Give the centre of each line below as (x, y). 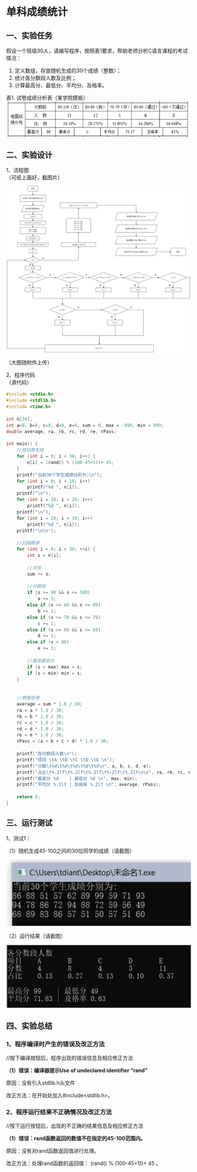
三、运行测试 (29, 823)
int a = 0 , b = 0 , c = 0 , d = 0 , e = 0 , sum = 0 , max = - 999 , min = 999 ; (85, 425)
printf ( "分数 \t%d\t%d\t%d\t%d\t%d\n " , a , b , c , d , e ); (84, 766)
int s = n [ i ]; (44, 556)
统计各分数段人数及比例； (45, 78)
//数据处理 (28, 698)
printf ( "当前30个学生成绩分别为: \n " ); (60, 475)
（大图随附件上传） (29, 362)
